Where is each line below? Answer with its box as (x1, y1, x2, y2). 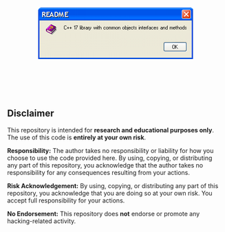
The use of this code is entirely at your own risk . (7, 133, 147, 141)
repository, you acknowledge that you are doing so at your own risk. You (7, 189, 213, 197)
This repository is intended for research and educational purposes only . (7, 126, 215, 134)
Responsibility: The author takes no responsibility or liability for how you (7, 146, 214, 154)
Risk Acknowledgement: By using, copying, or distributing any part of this (7, 181, 219, 189)
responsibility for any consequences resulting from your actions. (7, 168, 191, 176)
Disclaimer (7, 108, 54, 119)
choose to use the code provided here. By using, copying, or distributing (7, 154, 213, 162)
